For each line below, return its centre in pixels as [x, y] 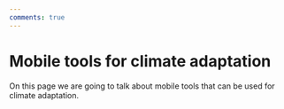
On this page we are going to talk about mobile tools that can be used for [142, 86]
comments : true [37, 17]
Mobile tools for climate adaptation [140, 61]
